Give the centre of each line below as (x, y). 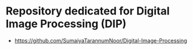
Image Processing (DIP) (66, 24)
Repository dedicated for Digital (88, 11)
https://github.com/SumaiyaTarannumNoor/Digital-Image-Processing (101, 40)
